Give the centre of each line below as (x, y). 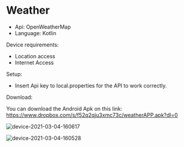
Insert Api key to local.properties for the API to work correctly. (91, 85)
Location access (35, 56)
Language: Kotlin (35, 33)
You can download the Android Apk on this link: (64, 108)
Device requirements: (32, 45)
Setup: (14, 74)
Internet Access (34, 62)
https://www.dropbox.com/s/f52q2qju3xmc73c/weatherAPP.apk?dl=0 (92, 115)
